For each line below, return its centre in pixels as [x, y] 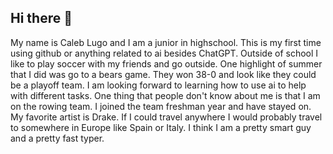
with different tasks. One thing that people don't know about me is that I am [165, 95]
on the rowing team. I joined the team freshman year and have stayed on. [161, 106]
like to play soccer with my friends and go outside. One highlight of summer [166, 63]
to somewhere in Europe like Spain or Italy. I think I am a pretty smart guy [161, 127]
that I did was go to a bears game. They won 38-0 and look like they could [163, 74]
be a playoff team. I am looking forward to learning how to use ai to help [158, 85]
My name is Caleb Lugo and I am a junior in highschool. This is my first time [166, 42]
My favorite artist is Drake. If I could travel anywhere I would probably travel [166, 117]
